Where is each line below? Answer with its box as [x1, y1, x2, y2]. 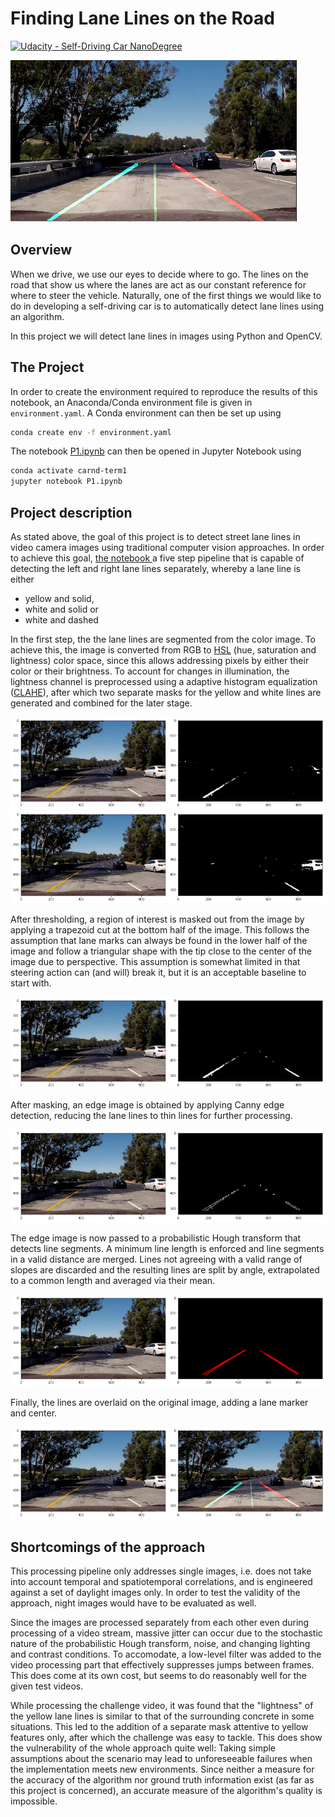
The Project [10, 359, 85, 376]
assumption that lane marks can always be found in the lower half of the [10, 934, 308, 946]
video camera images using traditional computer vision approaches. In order [10, 542, 325, 553]
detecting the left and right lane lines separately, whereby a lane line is [10, 563, 301, 574]
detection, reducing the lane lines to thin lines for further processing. [10, 1110, 293, 1122]
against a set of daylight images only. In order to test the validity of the [10, 1587, 301, 1599]
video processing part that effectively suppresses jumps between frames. [10, 1659, 315, 1671]
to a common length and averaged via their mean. [10, 1274, 216, 1286]
